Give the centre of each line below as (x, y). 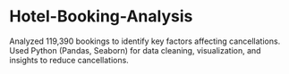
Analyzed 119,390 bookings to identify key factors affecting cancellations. (145, 41)
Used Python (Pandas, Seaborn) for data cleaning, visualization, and (135, 50)
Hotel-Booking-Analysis (101, 16)
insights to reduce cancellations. (69, 60)
